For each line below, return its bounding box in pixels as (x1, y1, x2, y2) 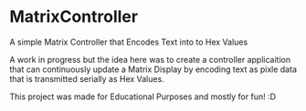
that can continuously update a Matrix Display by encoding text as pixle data (9, 64, 297, 75)
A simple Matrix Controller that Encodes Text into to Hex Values (9, 36, 248, 47)
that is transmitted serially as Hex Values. (9, 73, 164, 84)
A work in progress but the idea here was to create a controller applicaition (9, 54, 290, 65)
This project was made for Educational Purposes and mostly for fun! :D (9, 91, 277, 102)
